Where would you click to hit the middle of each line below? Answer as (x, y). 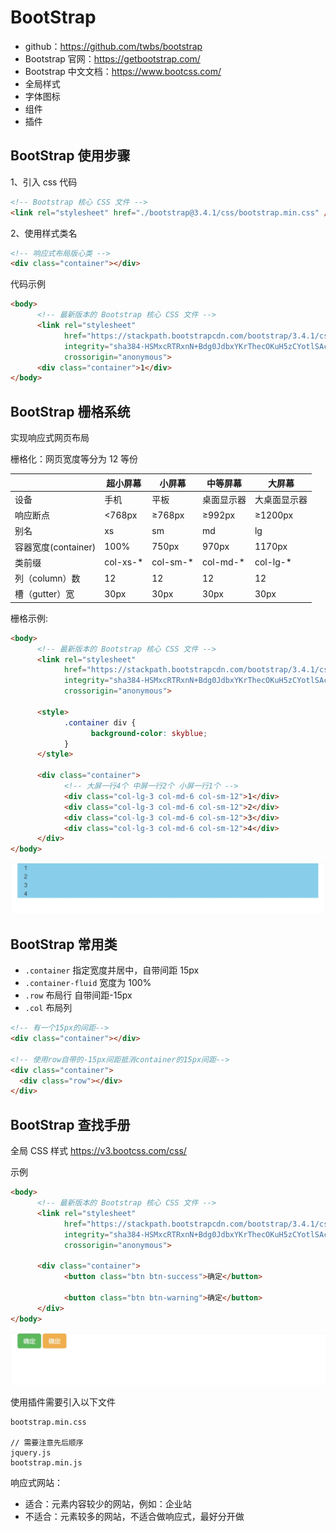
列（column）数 (47, 578)
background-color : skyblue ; (149, 733)
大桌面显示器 (281, 499)
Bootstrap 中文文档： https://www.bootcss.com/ (123, 71)
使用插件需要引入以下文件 (63, 1402)
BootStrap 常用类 (64, 944)
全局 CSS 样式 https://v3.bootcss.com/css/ (98, 1151)
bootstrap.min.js (46, 1462)
